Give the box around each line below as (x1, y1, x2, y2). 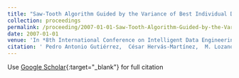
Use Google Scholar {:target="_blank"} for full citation (7, 63, 164, 71)
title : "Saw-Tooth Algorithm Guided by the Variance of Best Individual (7, 10, 228, 18)
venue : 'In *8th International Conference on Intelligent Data (7, 37, 199, 44)
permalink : (7, 23, 40, 30)
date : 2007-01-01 (7, 30, 59, 38)
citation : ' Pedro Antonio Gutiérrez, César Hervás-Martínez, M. (7, 43, 212, 50)
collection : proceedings (7, 17, 81, 24)
